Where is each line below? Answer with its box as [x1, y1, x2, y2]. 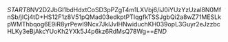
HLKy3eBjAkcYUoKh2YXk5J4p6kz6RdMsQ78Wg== [7, 27, 154, 35]
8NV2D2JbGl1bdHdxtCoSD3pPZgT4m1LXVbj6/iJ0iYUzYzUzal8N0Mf [26, 6, 222, 14]
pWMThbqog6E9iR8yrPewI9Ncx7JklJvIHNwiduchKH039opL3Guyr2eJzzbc [7, 20, 220, 28]
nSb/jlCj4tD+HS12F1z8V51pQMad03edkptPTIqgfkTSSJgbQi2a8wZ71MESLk [7, 13, 222, 21]
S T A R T [7, 6, 27, 14]
